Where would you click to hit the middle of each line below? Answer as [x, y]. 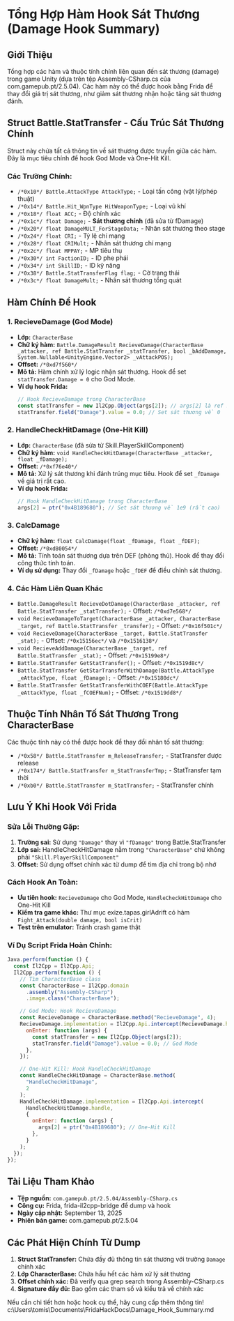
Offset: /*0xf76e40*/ [47, 466]
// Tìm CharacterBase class [60, 979]
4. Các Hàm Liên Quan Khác [55, 588]
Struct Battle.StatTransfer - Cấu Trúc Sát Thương [116, 123]
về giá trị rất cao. [41, 481]
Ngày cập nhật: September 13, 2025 [70, 1213]
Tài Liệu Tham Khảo [51, 1181]
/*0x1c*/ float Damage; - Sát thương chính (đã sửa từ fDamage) [110, 221]
